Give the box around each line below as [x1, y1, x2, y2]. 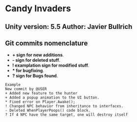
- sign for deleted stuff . [12, 57, 61, 63]
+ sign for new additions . [12, 52, 64, 58]
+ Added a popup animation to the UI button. [5, 95, 99, 100]
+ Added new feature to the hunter [5, 91, 78, 96]
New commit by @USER [5, 87, 47, 92]
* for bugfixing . [12, 68, 45, 73]
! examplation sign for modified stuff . [12, 62, 90, 69]
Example [5, 82, 21, 87]
